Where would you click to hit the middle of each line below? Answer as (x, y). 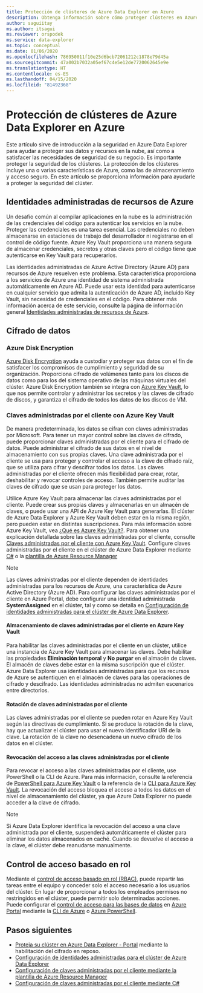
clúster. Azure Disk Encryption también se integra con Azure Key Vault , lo (98, 387)
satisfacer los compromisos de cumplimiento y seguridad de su (85, 368)
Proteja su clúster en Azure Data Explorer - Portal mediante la (92, 945)
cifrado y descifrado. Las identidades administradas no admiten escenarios (100, 683)
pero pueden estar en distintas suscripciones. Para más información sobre (99, 524)
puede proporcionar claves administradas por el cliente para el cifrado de (98, 441)
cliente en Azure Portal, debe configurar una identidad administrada (91, 599)
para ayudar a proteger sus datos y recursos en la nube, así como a (90, 151)
